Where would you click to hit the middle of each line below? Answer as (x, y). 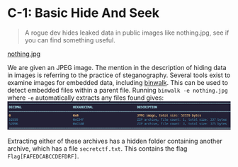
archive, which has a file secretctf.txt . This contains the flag (97, 148)
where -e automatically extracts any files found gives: (86, 98)
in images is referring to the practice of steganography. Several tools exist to (119, 75)
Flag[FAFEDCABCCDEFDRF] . (43, 156)
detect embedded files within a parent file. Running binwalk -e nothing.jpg (118, 90)
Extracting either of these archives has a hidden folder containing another (115, 141)
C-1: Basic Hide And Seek (84, 13)
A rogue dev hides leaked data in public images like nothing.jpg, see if (127, 33)
